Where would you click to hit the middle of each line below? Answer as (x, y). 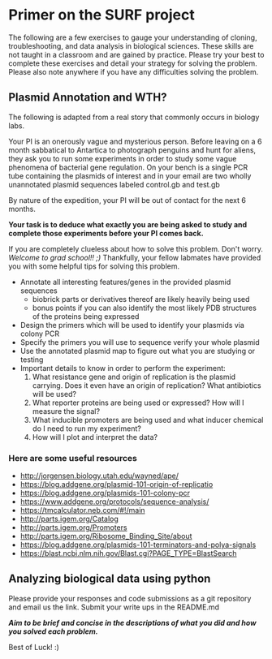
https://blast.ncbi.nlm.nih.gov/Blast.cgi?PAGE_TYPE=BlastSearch (128, 553)
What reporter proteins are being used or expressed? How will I (138, 403)
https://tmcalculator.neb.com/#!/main (82, 510)
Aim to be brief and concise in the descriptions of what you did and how (133, 622)
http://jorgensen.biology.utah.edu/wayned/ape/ (99, 476)
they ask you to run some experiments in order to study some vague (123, 158)
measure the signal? (66, 411)
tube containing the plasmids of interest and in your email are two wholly (130, 175)
